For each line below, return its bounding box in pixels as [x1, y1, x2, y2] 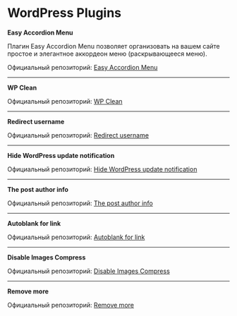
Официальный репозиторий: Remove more [7, 300, 134, 309]
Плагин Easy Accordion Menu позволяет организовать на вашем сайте [7, 42, 220, 50]
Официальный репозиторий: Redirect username [7, 130, 150, 139]
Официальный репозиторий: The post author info [7, 199, 153, 207]
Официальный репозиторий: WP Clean [7, 97, 123, 105]
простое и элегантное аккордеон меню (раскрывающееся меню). [7, 49, 208, 58]
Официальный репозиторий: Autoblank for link [7, 233, 145, 241]
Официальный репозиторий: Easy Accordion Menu [7, 63, 158, 71]
